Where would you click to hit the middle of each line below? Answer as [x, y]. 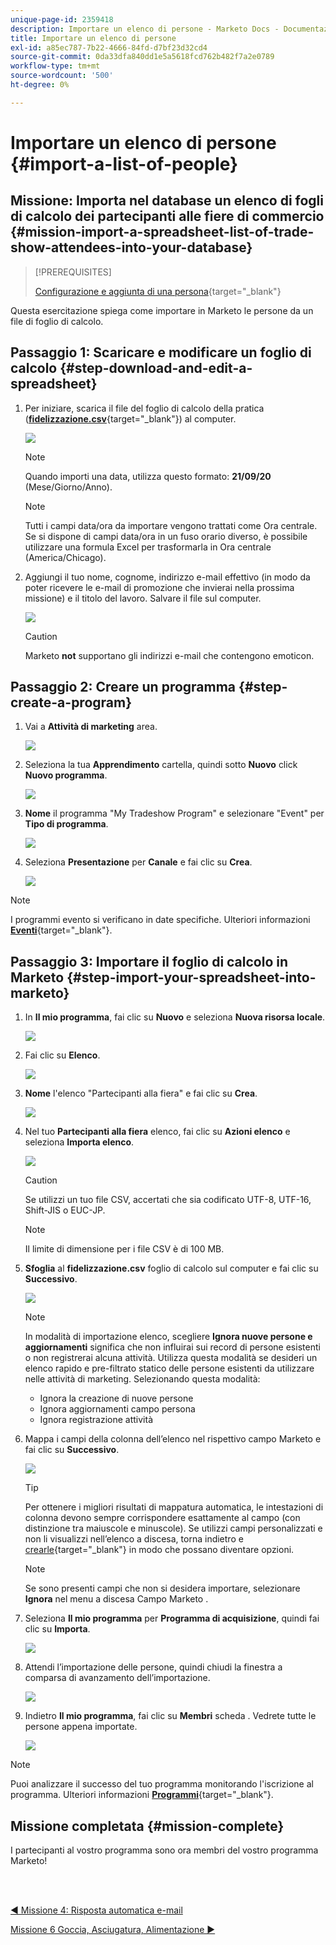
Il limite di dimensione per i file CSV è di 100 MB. [124, 1249]
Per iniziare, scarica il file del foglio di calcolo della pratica [144, 408]
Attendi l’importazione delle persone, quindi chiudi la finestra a [153, 1667]
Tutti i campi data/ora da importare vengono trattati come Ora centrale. [171, 525]
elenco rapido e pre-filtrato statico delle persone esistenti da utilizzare [169, 1368]
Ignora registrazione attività [96, 1420]
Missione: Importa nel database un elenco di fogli [167, 201]
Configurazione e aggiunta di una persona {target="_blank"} [158, 291]
